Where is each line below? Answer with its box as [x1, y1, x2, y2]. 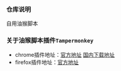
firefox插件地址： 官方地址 [14, 58, 79, 66]
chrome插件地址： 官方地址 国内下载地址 [14, 51, 115, 58]
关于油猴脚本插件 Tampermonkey [6, 36, 94, 45]
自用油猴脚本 [6, 20, 38, 27]
